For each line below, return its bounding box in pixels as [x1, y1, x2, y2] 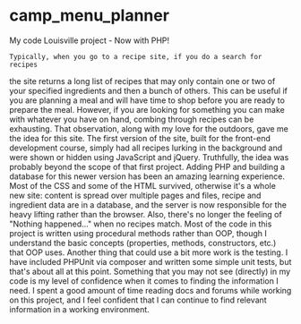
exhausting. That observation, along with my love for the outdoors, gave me [9, 123, 289, 134]
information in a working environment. [9, 303, 150, 314]
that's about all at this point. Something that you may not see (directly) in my [9, 266, 291, 277]
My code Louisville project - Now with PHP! [9, 35, 170, 46]
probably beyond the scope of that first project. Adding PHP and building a [9, 161, 285, 172]
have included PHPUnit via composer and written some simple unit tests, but [9, 256, 292, 267]
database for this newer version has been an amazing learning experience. [9, 171, 285, 182]
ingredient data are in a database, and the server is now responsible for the [9, 199, 287, 210]
